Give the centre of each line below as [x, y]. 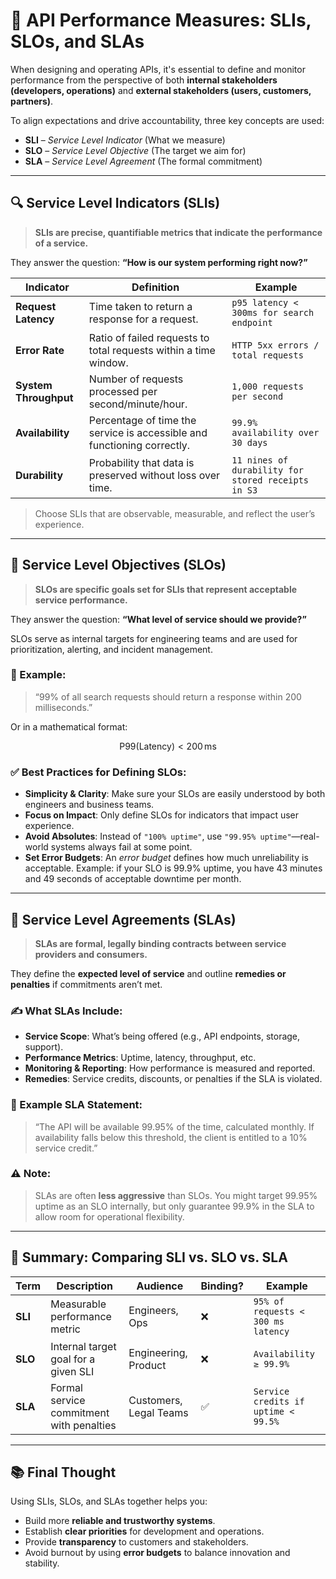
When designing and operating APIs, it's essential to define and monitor [158, 69]
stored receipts [270, 480]
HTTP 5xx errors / [275, 345]
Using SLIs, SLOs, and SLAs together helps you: [109, 1501]
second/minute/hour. [138, 404]
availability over [275, 432]
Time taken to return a [140, 306]
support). [44, 1047]
